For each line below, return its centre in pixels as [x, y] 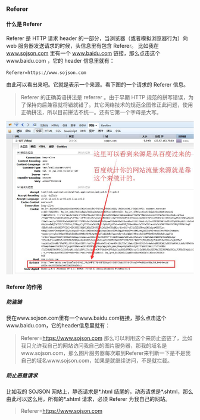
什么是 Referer [24, 24]
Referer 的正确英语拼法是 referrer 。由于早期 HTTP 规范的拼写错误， [104, 97]
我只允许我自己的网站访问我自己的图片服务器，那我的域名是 [94, 345]
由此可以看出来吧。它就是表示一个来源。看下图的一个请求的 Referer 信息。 [98, 85]
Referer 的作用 [24, 287]
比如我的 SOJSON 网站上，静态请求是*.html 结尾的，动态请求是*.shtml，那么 [100, 391]
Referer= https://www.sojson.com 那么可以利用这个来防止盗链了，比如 [107, 338]
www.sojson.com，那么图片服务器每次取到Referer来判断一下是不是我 [106, 353]
